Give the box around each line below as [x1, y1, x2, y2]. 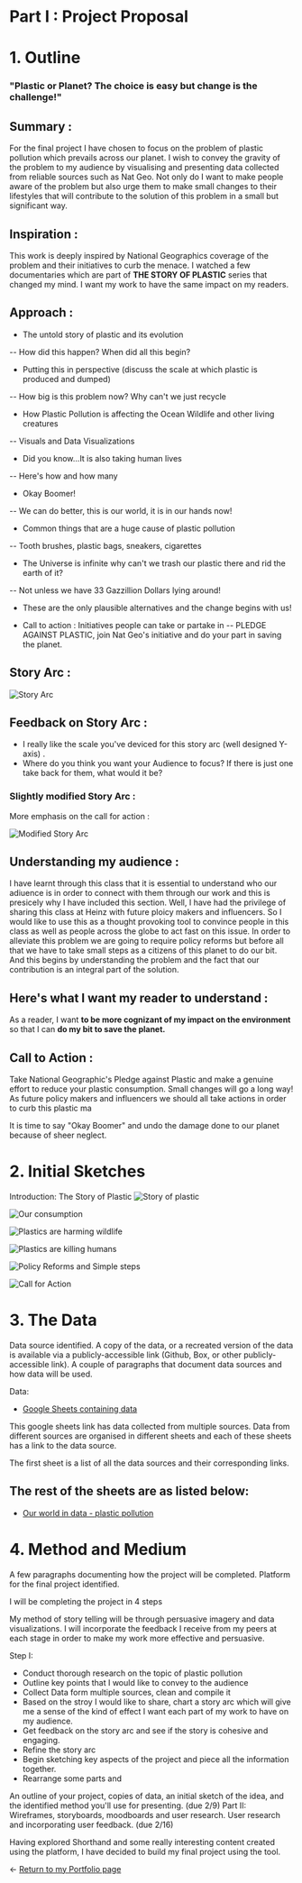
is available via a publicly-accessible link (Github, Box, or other [9, 1349, 242, 1360]
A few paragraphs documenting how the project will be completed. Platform [9, 1568, 291, 1579]
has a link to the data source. [9, 1440, 117, 1450]
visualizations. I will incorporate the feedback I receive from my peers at [9, 1622, 278, 1633]
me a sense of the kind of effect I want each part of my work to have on [22, 1705, 289, 1716]
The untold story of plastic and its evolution [22, 329, 184, 340]
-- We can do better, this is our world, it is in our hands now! [9, 505, 233, 516]
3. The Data [9, 1310, 97, 1330]
